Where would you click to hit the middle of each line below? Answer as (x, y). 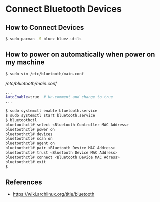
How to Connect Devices (45, 28)
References (24, 182)
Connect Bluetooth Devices (63, 9)
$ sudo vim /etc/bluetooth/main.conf (45, 74)
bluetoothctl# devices (29, 134)
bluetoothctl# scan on (29, 139)
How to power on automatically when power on (80, 55)
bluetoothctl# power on (30, 129)
